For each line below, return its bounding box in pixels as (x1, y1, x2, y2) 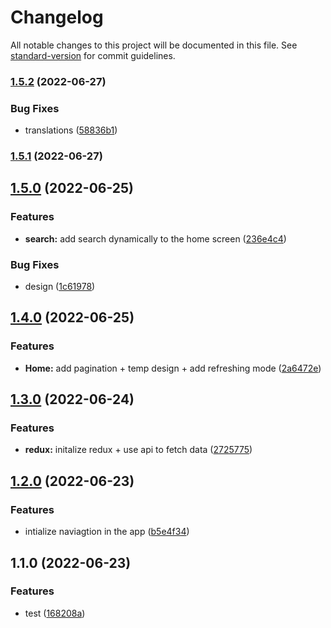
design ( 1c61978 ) (24, 281, 96, 293)
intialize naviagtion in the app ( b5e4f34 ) (24, 526, 190, 538)
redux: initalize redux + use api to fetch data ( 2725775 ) (24, 444, 253, 456)
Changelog (10, 6, 104, 29)
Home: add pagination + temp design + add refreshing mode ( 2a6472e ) (24, 362, 322, 374)
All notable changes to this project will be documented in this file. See (10, 39, 298, 51)
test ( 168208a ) (24, 607, 86, 619)
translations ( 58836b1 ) (24, 124, 118, 136)
